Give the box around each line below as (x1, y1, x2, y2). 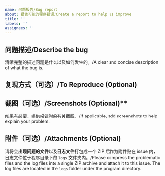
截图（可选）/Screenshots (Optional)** (5, 99, 128, 107)
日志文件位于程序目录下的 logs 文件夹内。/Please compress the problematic (5, 154, 160, 160)
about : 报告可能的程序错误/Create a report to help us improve (5, 12, 132, 17)
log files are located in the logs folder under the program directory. (5, 165, 142, 171)
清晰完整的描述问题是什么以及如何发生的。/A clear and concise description (5, 59, 159, 65)
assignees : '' (5, 26, 35, 31)
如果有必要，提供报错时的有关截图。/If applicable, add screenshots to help (5, 113, 158, 119)
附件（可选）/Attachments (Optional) (5, 134, 121, 143)
